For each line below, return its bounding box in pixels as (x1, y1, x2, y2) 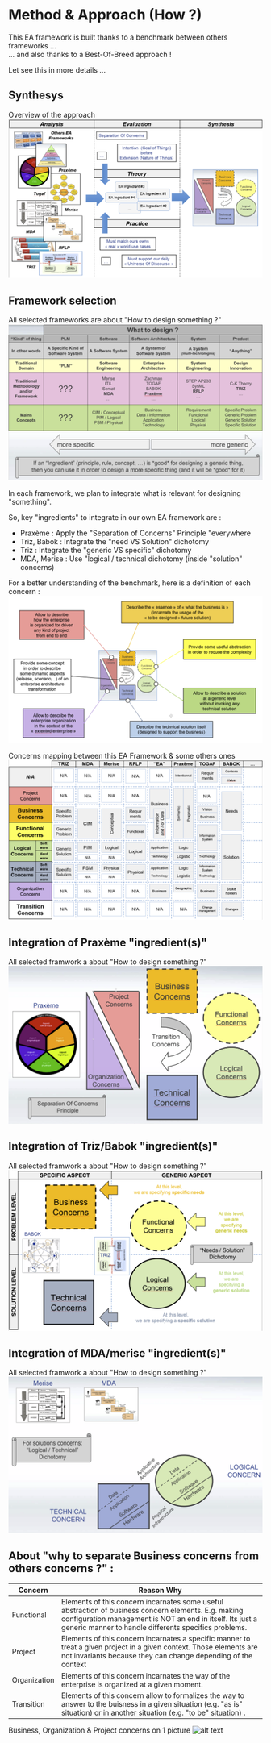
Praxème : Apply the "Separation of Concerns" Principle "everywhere (19, 528, 252, 538)
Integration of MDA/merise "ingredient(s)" (8, 1346, 227, 1360)
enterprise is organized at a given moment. (61, 1679, 203, 1689)
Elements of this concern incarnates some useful (61, 1597, 224, 1606)
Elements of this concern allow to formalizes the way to (61, 1691, 244, 1700)
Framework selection (8, 293, 117, 307)
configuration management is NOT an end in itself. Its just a (61, 1614, 258, 1624)
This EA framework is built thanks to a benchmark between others (8, 32, 228, 42)
